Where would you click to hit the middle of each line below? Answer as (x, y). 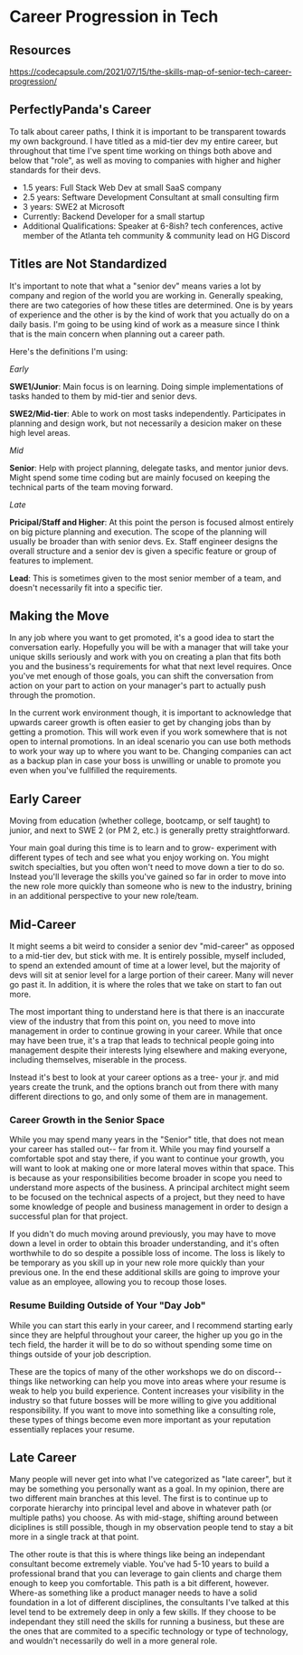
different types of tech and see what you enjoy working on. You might (139, 857)
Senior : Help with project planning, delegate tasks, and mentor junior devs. (149, 468)
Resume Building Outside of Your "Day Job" (108, 1306)
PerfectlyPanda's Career (80, 110)
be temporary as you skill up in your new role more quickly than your (137, 1263)
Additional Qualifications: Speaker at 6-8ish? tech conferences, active (152, 226)
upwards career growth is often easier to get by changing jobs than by (140, 723)
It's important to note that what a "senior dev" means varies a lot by (135, 286)
